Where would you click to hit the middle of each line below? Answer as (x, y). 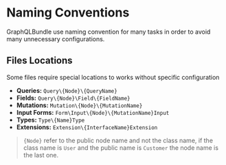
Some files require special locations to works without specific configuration (113, 77)
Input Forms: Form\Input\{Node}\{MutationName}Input (93, 112)
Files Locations (39, 61)
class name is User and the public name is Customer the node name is (121, 147)
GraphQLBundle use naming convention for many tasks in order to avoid (109, 32)
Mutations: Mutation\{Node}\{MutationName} (79, 105)
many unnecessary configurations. (56, 38)
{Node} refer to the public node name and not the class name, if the (118, 140)
